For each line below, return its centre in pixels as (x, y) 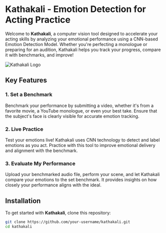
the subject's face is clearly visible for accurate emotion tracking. (72, 116)
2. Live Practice (24, 129)
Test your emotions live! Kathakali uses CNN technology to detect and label (83, 140)
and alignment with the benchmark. (42, 150)
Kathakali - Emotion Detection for (76, 9)
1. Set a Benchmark (29, 94)
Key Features (26, 80)
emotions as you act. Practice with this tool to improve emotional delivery (80, 145)
